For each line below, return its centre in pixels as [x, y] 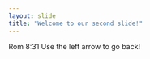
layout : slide [32, 16]
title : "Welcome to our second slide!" [76, 23]
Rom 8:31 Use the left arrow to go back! [74, 46]
